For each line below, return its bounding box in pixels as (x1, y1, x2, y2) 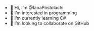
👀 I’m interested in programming (10, 10, 77, 16)
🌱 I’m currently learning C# (10, 15, 66, 21)
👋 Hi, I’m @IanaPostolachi (10, 5, 64, 10)
